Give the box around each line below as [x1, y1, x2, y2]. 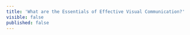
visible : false [6, 14, 44, 20]
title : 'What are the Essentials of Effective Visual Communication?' [6, 8, 185, 15]
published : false [6, 20, 49, 26]
